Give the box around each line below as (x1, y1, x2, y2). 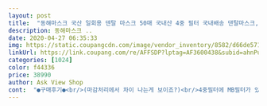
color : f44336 (8, 64, 56, 72)
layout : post (8, 11, 52, 20)
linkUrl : (8, 49, 37, 57)
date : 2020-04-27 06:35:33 (8, 33, 98, 42)
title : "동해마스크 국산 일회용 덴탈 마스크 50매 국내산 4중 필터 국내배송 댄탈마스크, (8, 19, 259, 27)
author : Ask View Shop (8, 78, 83, 86)
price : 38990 (8, 71, 52, 79)
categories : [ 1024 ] (8, 57, 73, 65)
